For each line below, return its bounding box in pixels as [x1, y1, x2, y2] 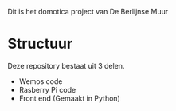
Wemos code [18, 76, 63, 86]
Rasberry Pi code [18, 85, 76, 94]
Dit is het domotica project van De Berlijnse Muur [7, 7, 169, 16]
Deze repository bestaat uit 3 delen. [7, 61, 125, 70]
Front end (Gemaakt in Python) [18, 93, 120, 103]
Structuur [7, 35, 73, 53]
